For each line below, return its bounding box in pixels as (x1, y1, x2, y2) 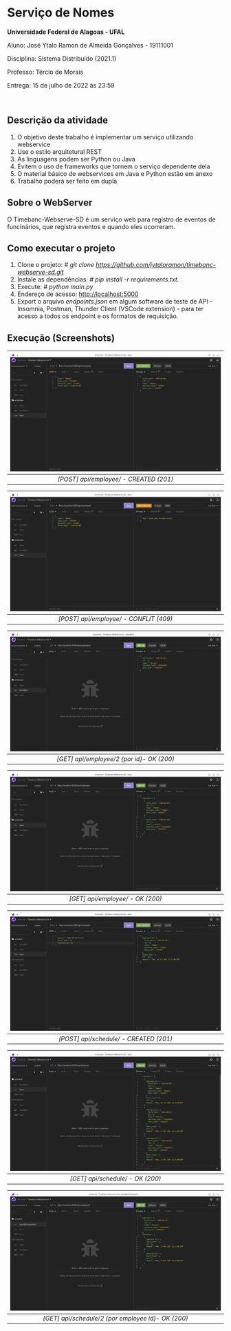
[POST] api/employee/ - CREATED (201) (57, 475, 174, 484)
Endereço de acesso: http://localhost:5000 (16, 290, 139, 298)
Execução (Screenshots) (7, 332, 115, 344)
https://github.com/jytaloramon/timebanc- (96, 261, 217, 269)
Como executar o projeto (7, 242, 115, 254)
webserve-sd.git (16, 268, 64, 277)
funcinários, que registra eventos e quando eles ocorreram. (7, 222, 175, 230)
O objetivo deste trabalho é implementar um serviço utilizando (16, 132, 194, 141)
